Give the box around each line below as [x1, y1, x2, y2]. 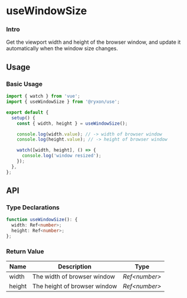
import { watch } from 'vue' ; [6, 93, 81, 99]
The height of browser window [32, 282, 117, 290]
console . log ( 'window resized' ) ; [21, 153, 101, 159]
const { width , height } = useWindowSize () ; [17, 120, 128, 127]
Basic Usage [6, 80, 43, 88]
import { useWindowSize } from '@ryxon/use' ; [6, 99, 120, 105]
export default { [6, 109, 49, 115]
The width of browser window [32, 273, 116, 281]
